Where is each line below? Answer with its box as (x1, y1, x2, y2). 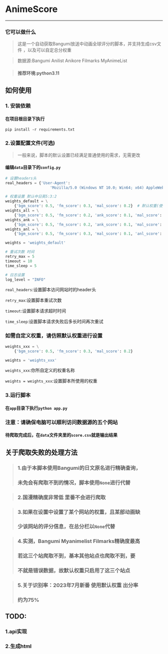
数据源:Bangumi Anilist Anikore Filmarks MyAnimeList (17, 58, 127, 64)
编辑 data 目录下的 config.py (5, 164, 61, 171)
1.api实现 (5, 628, 27, 635)
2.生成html (5, 643, 32, 650)
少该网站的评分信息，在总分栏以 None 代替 (17, 523, 115, 530)
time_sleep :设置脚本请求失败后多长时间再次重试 (5, 319, 103, 325)
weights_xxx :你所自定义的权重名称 (5, 367, 75, 373)
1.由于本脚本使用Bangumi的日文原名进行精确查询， (17, 464, 141, 471)
